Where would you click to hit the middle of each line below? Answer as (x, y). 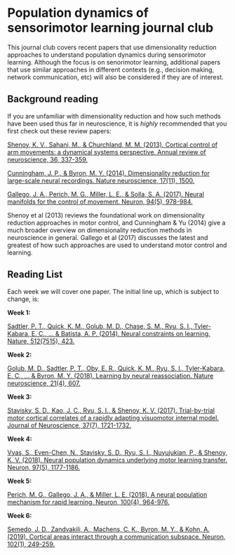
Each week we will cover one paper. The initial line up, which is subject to (113, 291)
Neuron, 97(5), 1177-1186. (44, 467)
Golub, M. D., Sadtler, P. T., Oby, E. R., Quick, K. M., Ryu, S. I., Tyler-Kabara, (116, 368)
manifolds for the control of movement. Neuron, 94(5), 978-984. (100, 201)
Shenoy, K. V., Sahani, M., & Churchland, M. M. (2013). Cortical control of (113, 145)
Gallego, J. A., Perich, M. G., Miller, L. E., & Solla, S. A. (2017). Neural (106, 194)
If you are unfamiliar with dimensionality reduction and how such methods (114, 116)
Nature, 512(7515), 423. (41, 341)
